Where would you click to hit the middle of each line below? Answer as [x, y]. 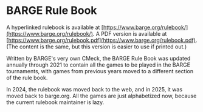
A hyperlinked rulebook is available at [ [55, 27]
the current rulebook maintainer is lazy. [55, 102]
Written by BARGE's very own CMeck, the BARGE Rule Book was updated [98, 58]
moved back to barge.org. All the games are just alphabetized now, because [101, 96]
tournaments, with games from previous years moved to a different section [100, 71]
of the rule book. [27, 77]
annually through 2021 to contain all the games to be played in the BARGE [98, 65]
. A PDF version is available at [130, 33]
